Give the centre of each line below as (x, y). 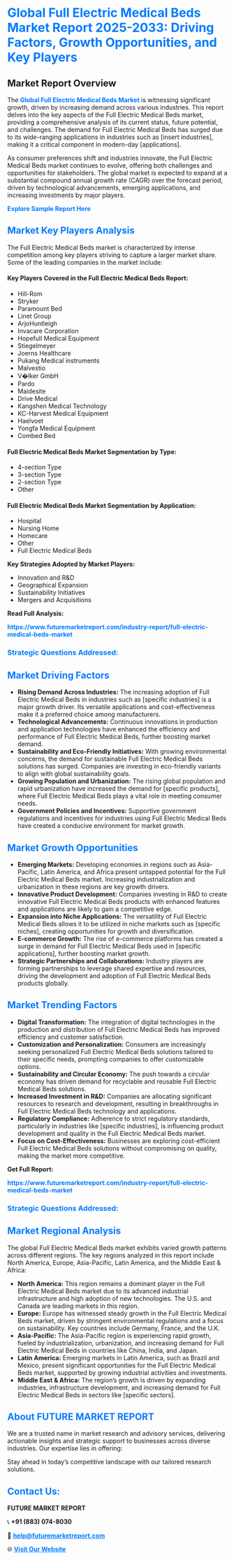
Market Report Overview (62, 83)
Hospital (29, 521)
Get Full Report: (30, 1169)
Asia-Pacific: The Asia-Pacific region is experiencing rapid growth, (114, 1335)
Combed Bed (36, 436)
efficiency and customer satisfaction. (71, 1037)
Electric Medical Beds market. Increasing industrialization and (106, 879)
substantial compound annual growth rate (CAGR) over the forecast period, (115, 180)
